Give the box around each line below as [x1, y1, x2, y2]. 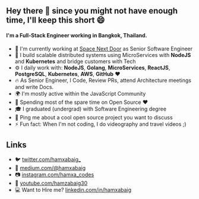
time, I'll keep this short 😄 [6, 15, 105, 26]
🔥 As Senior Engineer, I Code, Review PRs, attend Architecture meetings [14, 77, 192, 84]
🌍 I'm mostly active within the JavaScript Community [14, 90, 146, 97]
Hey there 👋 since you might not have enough [6, 6, 178, 16]
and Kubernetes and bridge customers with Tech [14, 58, 136, 65]
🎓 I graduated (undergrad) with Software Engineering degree [14, 105, 167, 112]
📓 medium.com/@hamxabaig [14, 165, 86, 172]
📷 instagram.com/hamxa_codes [14, 171, 94, 178]
